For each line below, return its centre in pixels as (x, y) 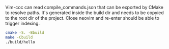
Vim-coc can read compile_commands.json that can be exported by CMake (84, 7)
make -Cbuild (19, 37)
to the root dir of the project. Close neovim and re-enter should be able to (82, 18)
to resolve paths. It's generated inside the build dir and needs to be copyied (84, 13)
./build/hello (20, 42)
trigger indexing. (22, 23)
